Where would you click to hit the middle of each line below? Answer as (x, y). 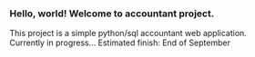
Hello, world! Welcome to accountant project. (112, 14)
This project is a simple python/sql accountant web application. (128, 33)
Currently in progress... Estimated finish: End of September (120, 43)
